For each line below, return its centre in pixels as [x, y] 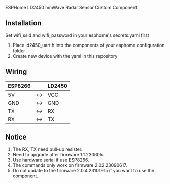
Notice [16, 137]
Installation [23, 23]
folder [19, 51]
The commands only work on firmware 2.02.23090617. [70, 165]
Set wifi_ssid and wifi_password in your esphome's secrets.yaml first [77, 35]
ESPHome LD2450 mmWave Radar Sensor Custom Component [71, 7]
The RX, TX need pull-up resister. [47, 149]
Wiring [16, 72]
